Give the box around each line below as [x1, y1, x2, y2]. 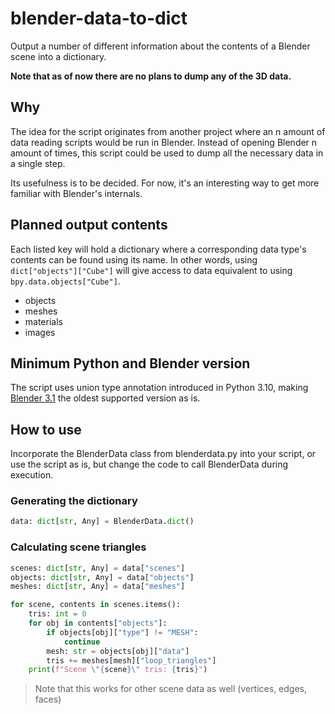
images [24, 326, 56, 338]
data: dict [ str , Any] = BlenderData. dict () [10, 517, 195, 527]
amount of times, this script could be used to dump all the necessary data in [10, 147, 324, 159]
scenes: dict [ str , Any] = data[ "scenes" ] [10, 563, 186, 573]
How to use [10, 421, 82, 438]
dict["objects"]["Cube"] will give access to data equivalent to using [10, 264, 293, 276]
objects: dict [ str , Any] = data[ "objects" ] [10, 572, 195, 582]
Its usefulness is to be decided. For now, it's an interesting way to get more [10, 177, 320, 189]
